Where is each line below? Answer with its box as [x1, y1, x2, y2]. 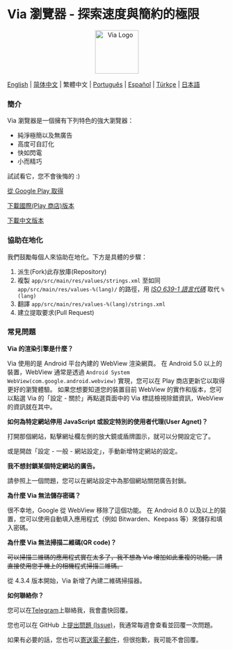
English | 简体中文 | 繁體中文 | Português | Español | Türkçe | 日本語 [7, 80, 200, 88]
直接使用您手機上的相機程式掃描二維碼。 [7, 561, 123, 570]
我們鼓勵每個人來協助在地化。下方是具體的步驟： [7, 252, 147, 261]
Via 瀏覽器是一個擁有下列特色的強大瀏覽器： [7, 116, 134, 125]
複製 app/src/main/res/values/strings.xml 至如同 [17, 276, 161, 284]
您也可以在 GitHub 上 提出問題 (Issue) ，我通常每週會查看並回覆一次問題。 [7, 620, 217, 629]
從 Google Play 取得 [7, 187, 64, 195]
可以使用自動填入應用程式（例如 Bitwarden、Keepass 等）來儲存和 [25, 514, 217, 523]
